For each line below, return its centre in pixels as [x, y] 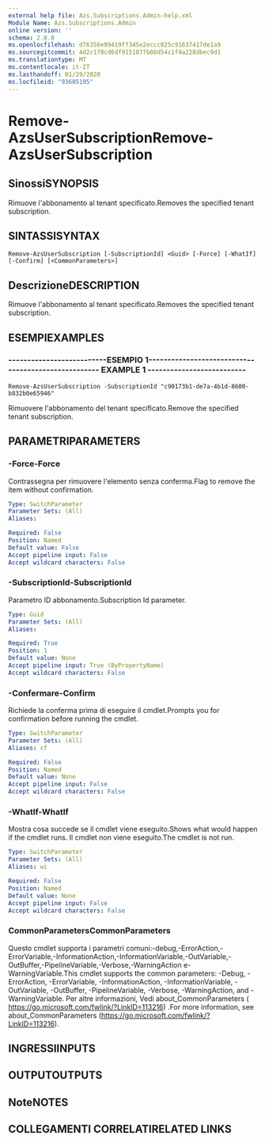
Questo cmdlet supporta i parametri [66, 948]
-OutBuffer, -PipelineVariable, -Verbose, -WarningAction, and [150, 990]
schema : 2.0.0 [32, 38]
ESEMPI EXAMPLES [56, 337]
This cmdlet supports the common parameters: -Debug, [155, 973]
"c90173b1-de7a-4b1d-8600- [204, 386]
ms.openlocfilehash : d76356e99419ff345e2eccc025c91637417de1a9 [115, 45]
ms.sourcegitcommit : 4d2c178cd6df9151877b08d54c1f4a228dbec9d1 [115, 52]
